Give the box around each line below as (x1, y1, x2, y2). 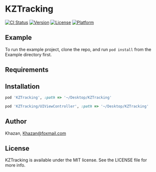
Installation (5, 82, 40, 90)
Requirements (5, 66, 49, 74)
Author (5, 118, 27, 126)
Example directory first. (5, 52, 52, 57)
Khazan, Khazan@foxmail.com (5, 130, 67, 136)
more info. (5, 162, 26, 168)
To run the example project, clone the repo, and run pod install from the (5, 46, 152, 52)
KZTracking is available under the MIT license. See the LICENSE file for (5, 157, 147, 163)
